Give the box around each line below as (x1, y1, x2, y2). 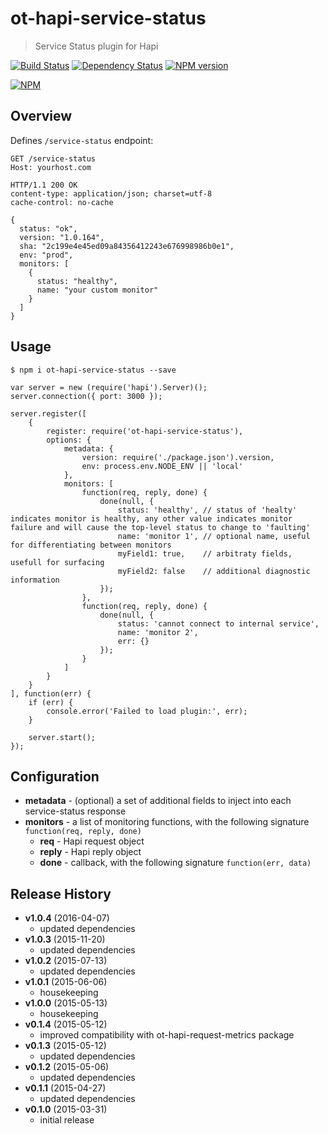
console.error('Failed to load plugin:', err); (46, 706, 248, 716)
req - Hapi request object (39, 835, 145, 847)
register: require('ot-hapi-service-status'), (46, 426, 244, 436)
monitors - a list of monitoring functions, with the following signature (24, 816, 310, 828)
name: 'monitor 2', (117, 627, 199, 637)
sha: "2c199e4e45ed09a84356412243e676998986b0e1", (19, 241, 235, 251)
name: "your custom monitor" (36, 285, 159, 295)
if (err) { (28, 697, 74, 707)
